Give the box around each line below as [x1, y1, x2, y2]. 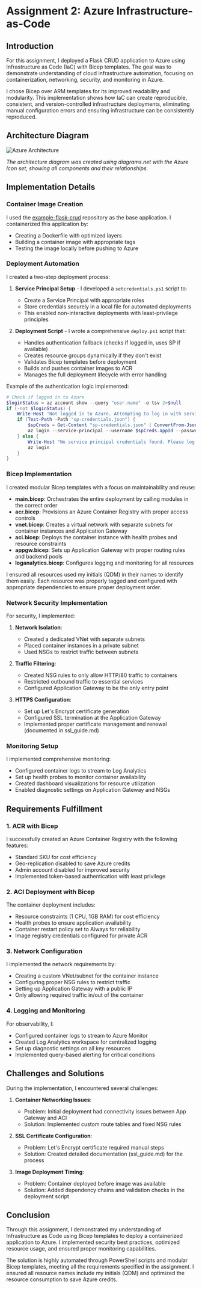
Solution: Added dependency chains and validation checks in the [23, 1186, 185, 1193]
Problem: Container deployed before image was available [23, 1180, 166, 1187]
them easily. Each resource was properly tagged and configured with [6, 577, 177, 584]
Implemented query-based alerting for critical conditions [14, 1051, 155, 1058]
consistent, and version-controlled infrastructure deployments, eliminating [6, 100, 191, 108]
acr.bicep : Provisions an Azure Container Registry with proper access [14, 508, 188, 515]
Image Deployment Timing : [14, 1168, 84, 1175]
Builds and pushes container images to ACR [23, 364, 133, 372]
